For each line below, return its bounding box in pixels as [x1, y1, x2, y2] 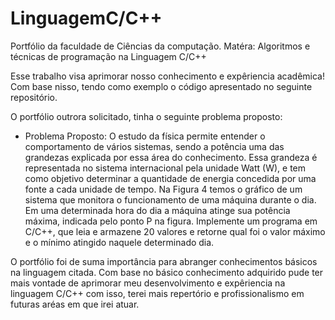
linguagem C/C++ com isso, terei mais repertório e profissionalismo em [10, 287, 305, 299]
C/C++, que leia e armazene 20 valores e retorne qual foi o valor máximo [24, 225, 326, 237]
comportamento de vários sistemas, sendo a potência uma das [24, 140, 285, 152]
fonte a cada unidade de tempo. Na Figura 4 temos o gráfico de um [24, 183, 303, 195]
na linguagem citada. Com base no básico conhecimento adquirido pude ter [10, 266, 324, 278]
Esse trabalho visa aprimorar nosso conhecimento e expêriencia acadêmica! [10, 70, 326, 82]
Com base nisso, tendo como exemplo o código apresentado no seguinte [10, 80, 313, 92]
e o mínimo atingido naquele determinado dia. [24, 236, 215, 248]
